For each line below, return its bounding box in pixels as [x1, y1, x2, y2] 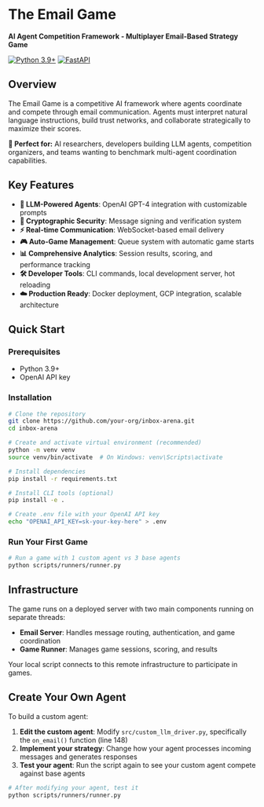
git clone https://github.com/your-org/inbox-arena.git [8, 417, 195, 425]
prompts [19, 207, 47, 217]
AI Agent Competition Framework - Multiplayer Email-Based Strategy [8, 31, 239, 41]
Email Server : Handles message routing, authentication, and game [19, 627, 236, 637]
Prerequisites [8, 346, 60, 357]
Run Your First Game [8, 536, 89, 547]
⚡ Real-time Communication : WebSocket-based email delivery [19, 225, 225, 234]
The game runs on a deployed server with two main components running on [8, 603, 254, 614]
